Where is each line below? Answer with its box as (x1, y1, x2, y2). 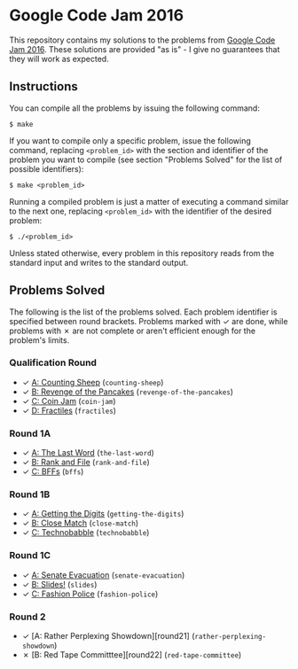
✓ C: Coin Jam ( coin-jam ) (21, 395, 117, 406)
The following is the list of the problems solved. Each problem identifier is (9, 307, 278, 317)
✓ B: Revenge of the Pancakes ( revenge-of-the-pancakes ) (21, 386, 233, 397)
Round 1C (9, 549, 51, 562)
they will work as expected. (9, 53, 109, 64)
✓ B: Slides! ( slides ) (21, 579, 98, 589)
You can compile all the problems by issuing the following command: (9, 103, 260, 113)
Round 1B (9, 488, 51, 501)
